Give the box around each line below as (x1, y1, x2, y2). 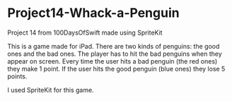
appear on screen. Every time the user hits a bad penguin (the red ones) (7, 57, 218, 65)
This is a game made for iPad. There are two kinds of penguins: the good (7, 42, 220, 50)
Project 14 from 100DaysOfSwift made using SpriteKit (7, 28, 163, 37)
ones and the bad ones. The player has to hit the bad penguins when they (7, 49, 223, 58)
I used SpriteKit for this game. (7, 85, 94, 94)
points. (7, 72, 28, 81)
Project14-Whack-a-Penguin (7, 5, 180, 21)
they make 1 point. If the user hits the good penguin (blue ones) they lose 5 (7, 64, 226, 73)
